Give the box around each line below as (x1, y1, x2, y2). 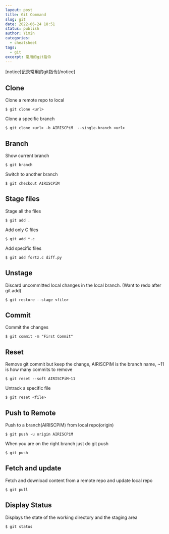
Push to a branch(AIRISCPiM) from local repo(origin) (5, 422, 114, 428)
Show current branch (5, 152, 49, 158)
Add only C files (5, 227, 39, 233)
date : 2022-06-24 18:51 (5, 21, 55, 27)
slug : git (5, 17, 26, 22)
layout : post (5, 7, 33, 13)
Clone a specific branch (5, 116, 55, 122)
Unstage (5, 269, 33, 278)
